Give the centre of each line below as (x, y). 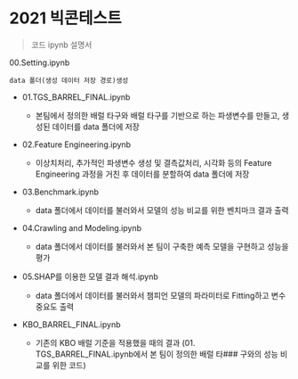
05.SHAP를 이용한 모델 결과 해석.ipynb (90, 276)
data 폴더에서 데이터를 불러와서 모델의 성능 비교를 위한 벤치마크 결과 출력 (162, 210)
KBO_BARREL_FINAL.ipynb (71, 324)
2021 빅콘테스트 (65, 18)
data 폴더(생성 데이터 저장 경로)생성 (69, 80)
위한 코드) (69, 365)
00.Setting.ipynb (40, 62)
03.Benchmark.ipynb (60, 192)
